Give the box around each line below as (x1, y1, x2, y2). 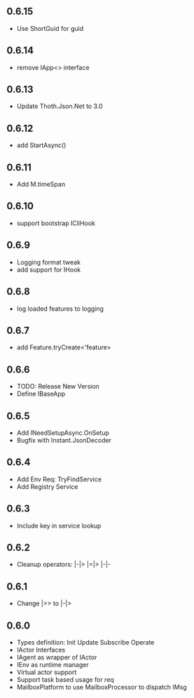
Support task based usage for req (16, 676, 115, 683)
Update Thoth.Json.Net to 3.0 (16, 102, 103, 111)
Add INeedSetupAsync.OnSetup (16, 428, 110, 437)
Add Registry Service (16, 482, 78, 490)
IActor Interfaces (16, 645, 66, 654)
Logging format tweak (16, 257, 81, 266)
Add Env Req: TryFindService (16, 475, 102, 483)
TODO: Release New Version (16, 382, 99, 391)
